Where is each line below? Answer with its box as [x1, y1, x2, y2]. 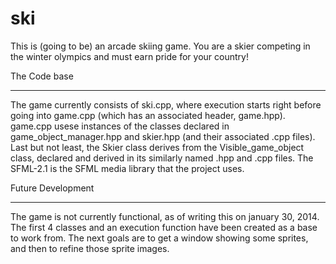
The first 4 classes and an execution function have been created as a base [10, 221, 318, 233]
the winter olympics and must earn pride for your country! [10, 50, 249, 62]
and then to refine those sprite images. [10, 242, 170, 254]
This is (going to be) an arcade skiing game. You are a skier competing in [10, 40, 311, 52]
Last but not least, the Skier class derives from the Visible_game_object [10, 141, 305, 153]
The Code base [10, 70, 74, 82]
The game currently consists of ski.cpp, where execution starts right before [10, 98, 322, 111]
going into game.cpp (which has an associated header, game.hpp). [10, 109, 286, 121]
